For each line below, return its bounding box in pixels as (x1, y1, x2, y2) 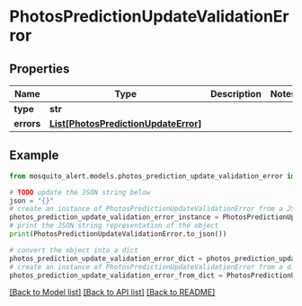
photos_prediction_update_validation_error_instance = (9, 213, 219, 222)
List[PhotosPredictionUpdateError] (49, 118, 202, 129)
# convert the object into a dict (9, 245, 139, 255)
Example (9, 148, 59, 163)
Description (209, 88, 262, 100)
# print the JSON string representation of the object (9, 222, 219, 231)
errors (13, 118, 41, 129)
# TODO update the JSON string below (9, 188, 151, 197)
